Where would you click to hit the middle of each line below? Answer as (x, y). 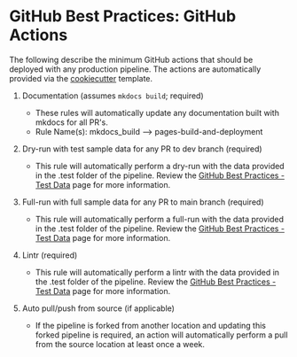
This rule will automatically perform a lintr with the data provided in (157, 272)
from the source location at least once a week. (120, 344)
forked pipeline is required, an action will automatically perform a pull (161, 335)
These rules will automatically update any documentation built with (157, 113)
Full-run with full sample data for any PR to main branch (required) (143, 202)
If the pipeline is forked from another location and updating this (150, 325)
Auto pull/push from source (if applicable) (98, 308)
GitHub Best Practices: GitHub (123, 16)
